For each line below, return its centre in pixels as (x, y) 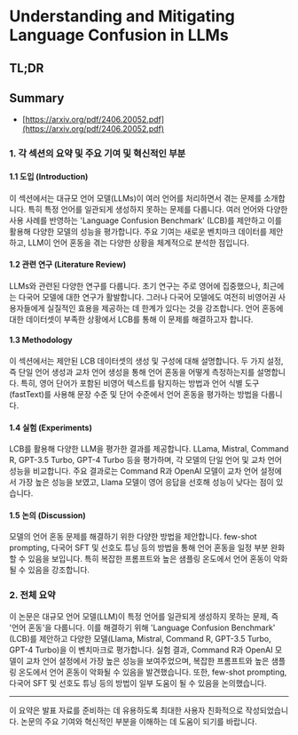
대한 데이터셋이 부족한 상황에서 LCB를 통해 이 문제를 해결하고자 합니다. (131, 319)
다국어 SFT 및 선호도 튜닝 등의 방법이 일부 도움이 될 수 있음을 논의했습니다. (138, 683)
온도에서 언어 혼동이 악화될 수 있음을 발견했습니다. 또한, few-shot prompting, (153, 672)
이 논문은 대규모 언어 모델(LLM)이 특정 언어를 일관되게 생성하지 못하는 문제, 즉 (144, 616)
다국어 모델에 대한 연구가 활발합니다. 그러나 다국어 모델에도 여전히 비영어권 (147, 297)
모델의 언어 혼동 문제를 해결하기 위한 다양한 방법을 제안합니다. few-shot (133, 537)
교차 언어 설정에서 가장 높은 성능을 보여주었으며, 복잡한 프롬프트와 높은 (147, 660)
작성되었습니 (267, 710)
